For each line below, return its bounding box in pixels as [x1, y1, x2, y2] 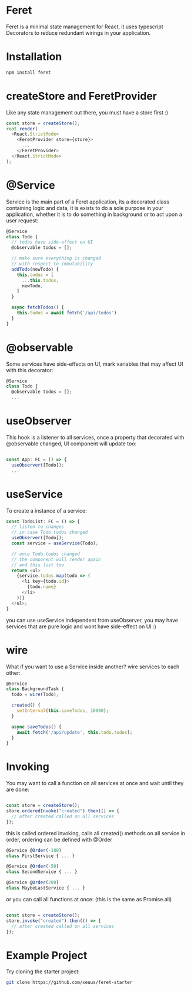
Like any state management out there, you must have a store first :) [6, 109, 169, 116]
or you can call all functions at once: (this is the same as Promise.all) [6, 895, 172, 903]
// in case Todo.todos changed [11, 529, 88, 536]
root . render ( [6, 126, 38, 132]
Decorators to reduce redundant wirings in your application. [6, 29, 151, 36]
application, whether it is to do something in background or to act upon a [6, 211, 182, 218]
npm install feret [6, 69, 51, 76]
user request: [6, 216, 39, 224]
